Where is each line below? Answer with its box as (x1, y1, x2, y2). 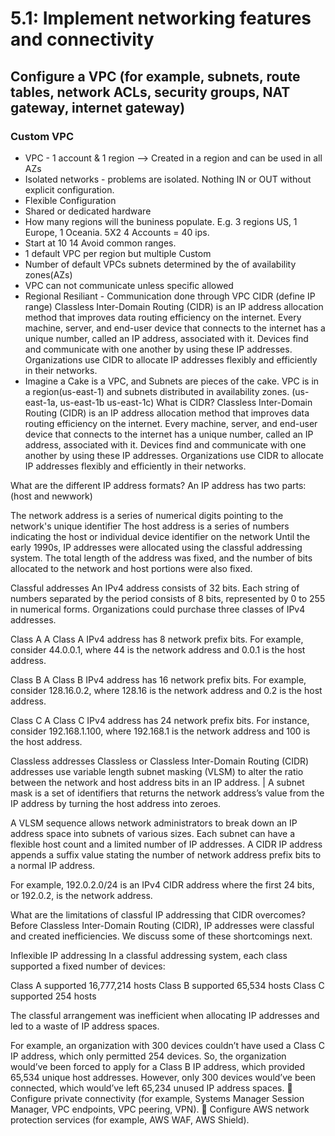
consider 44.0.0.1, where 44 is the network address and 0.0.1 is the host (10, 643, 306, 656)
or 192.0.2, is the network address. (10, 889, 153, 901)
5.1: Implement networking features (10, 7, 312, 30)
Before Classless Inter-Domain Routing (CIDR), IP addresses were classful (10, 919, 315, 931)
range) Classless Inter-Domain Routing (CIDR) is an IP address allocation (24, 300, 324, 312)
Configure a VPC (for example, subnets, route (10, 68, 301, 85)
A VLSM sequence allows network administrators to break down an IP (10, 817, 298, 829)
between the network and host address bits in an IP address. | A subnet (10, 776, 305, 788)
